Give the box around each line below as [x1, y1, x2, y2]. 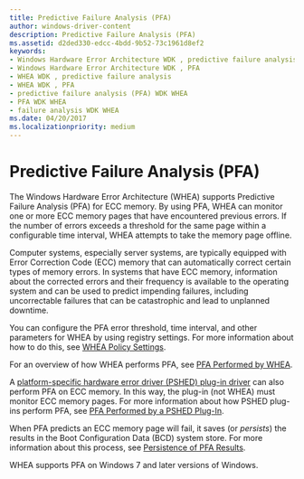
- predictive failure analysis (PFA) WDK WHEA [9, 89, 188, 98]
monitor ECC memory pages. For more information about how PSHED [9, 395, 269, 407]
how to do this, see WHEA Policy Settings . [9, 341, 166, 352]
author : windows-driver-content [9, 22, 131, 31]
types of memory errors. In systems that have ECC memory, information [9, 266, 278, 277]
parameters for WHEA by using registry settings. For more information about [9, 332, 294, 343]
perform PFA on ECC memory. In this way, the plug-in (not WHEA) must [9, 386, 276, 397]
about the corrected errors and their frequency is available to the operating [9, 276, 290, 286]
